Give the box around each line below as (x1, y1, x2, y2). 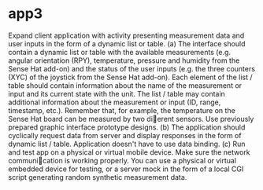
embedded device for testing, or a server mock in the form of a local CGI (8, 164, 244, 174)
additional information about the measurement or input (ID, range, (8, 97, 221, 107)
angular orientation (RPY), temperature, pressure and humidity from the (8, 56, 240, 65)
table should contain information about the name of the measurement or (8, 80, 243, 90)
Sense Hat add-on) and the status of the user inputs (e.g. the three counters (8, 64, 256, 73)
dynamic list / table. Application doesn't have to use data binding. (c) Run (8, 139, 246, 148)
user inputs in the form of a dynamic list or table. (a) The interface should (8, 38, 246, 48)
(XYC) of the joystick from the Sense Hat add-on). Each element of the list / (8, 72, 254, 82)
